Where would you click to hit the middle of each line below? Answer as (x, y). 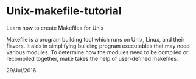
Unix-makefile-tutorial (64, 11)
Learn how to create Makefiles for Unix (55, 28)
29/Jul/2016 (21, 70)
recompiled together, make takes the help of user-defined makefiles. (92, 58)
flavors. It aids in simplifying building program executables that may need (98, 46)
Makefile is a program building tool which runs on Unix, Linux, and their (96, 39)
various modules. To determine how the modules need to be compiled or (97, 52)
